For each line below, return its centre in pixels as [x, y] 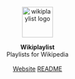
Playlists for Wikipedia [37, 54]
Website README [37, 69]
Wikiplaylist [37, 47]
